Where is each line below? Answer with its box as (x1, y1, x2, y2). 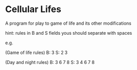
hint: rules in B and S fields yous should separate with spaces (5, 30, 132, 36)
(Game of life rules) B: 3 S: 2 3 (5, 49, 68, 55)
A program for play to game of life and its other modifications (5, 20, 131, 26)
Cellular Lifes (5, 4, 62, 15)
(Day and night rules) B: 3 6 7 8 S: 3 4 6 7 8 (5, 59, 95, 65)
